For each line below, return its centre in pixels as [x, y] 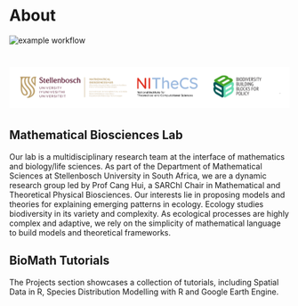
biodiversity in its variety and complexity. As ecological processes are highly [149, 213]
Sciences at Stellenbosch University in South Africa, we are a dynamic [138, 176]
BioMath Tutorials [59, 261]
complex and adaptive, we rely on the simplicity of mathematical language [145, 223]
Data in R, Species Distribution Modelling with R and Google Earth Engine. [144, 292]
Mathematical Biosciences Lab [96, 135]
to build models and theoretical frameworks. [90, 232]
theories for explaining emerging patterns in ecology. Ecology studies [137, 204]
